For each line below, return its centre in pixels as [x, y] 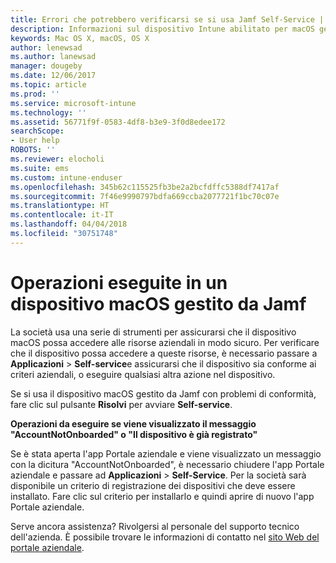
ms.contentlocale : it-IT [62, 215]
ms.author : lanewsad [53, 57]
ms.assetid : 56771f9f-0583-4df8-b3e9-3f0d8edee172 [118, 122]
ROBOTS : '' [33, 150]
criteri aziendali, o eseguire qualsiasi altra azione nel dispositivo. [143, 374]
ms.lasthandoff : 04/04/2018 [69, 224]
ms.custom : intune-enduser [66, 177]
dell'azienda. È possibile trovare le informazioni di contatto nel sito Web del [165, 537]
